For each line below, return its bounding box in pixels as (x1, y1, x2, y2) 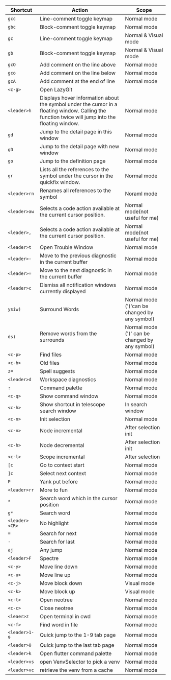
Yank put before (40, 478, 78, 485)
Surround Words (40, 306, 79, 313)
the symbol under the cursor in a (40, 101, 118, 108)
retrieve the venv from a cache (40, 667, 113, 673)
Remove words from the (40, 330, 97, 337)
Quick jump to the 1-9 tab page (40, 631, 116, 638)
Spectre (40, 555, 59, 561)
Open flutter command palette (40, 650, 112, 657)
